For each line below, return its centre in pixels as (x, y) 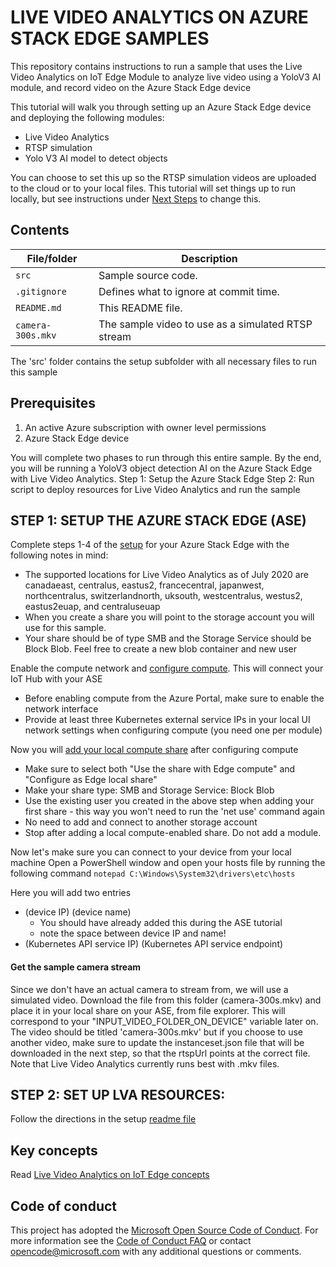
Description (209, 258)
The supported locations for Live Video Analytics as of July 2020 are (166, 575)
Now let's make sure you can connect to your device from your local (151, 852)
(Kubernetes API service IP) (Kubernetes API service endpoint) (154, 944)
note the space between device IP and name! (133, 933)
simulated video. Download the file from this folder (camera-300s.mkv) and (166, 1000)
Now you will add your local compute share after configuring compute (154, 750)
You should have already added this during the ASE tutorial (161, 923)
